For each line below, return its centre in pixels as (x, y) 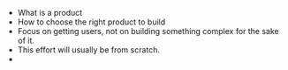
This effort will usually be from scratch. (89, 50)
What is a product (50, 13)
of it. (26, 40)
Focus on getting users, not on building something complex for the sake (148, 31)
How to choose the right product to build (91, 22)
